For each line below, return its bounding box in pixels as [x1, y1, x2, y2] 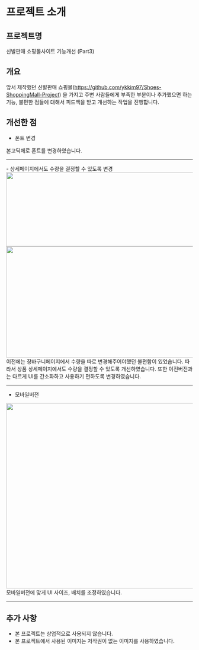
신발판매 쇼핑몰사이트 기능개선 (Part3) [6, 48, 95, 55]
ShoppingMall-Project [6, 91, 60, 98]
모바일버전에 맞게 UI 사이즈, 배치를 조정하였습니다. [6, 588, 123, 596]
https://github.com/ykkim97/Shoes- [74, 84, 162, 91]
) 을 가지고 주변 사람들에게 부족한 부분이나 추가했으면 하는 [59, 91, 192, 98]
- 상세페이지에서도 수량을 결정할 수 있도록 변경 [6, 165, 113, 172]
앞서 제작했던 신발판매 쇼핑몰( [6, 84, 75, 91]
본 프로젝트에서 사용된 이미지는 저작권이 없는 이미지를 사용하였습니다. [14, 638, 175, 645]
